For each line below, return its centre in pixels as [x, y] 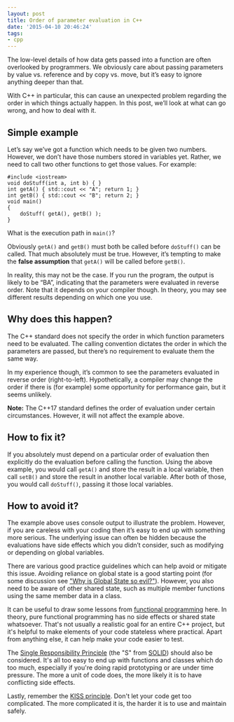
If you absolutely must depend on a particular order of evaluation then [108, 454]
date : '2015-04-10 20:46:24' [50, 27]
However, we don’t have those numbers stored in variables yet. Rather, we [115, 157]
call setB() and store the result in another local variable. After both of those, [117, 476]
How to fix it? [36, 437]
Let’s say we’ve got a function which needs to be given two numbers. [107, 149]
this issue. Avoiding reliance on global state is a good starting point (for [110, 574]
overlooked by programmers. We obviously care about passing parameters [115, 67]
